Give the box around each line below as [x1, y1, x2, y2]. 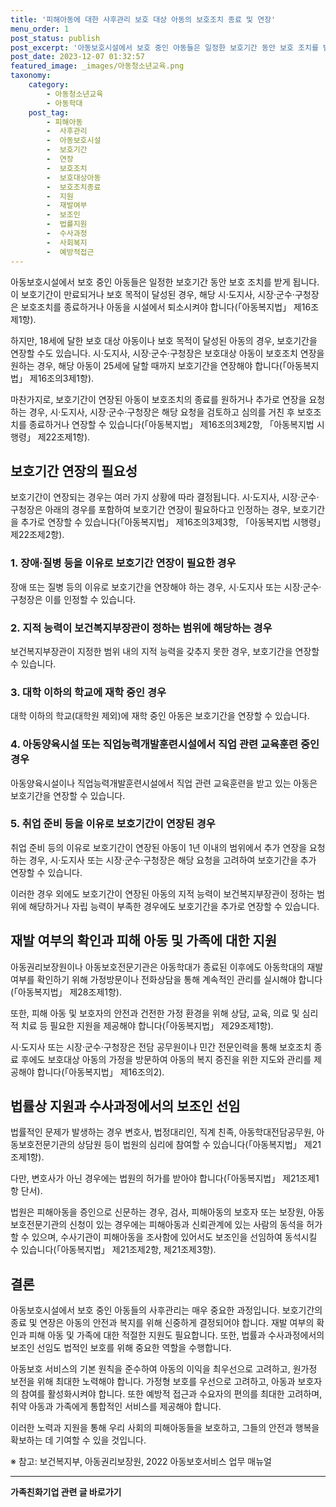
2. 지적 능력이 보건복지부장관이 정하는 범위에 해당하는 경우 [10, 621, 273, 635]
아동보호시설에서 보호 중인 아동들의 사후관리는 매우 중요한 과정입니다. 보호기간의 [10, 1304, 323, 1316]
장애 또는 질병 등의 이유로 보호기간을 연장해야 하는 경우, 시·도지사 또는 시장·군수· [10, 581, 322, 593]
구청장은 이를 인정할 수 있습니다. [10, 593, 137, 605]
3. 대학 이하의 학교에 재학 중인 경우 [10, 685, 167, 699]
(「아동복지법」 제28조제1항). [10, 986, 122, 998]
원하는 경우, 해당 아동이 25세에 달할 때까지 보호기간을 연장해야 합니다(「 [10, 359, 287, 371]
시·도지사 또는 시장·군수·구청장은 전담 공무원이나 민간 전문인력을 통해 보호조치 [10, 1041, 312, 1053]
